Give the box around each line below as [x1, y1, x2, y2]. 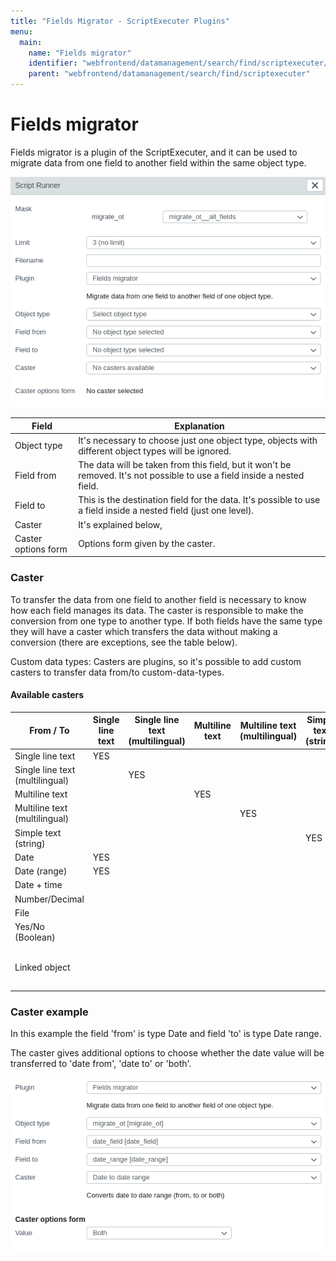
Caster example [10, 1005, 89, 1019]
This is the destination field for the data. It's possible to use [78, 494, 321, 506]
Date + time [14, 879, 63, 891]
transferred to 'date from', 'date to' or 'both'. [10, 1058, 192, 1070]
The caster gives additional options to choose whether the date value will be [10, 1047, 325, 1059]
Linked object [14, 961, 71, 973]
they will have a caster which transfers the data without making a [10, 625, 278, 637]
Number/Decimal [14, 893, 85, 905]
